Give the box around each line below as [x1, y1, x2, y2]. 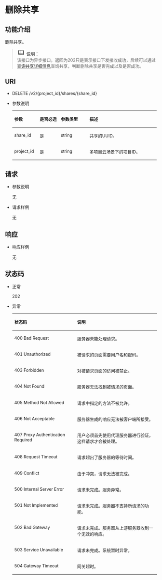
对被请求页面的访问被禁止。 [77, 368, 133, 374]
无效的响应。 [81, 531, 107, 537]
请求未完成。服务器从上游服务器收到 [77, 525, 149, 531]
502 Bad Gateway [14, 524, 50, 531]
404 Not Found [14, 383, 45, 389]
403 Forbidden [14, 367, 44, 373]
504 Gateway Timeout [14, 563, 59, 568]
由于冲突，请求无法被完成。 [77, 470, 133, 476]
